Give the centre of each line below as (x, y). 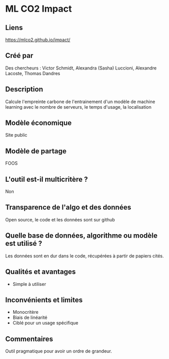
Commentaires (29, 339)
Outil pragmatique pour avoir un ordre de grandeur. (59, 351)
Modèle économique (39, 123)
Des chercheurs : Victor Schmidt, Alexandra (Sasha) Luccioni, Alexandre (81, 68)
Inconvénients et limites (44, 300)
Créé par (19, 56)
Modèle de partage (36, 151)
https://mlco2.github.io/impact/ (38, 40)
